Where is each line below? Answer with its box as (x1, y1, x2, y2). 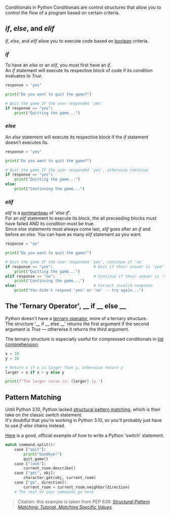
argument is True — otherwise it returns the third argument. (5, 326, 130, 332)
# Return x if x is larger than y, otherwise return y (5, 365, 123, 370)
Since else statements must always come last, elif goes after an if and (5, 226, 151, 232)
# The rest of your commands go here (14, 489, 94, 494)
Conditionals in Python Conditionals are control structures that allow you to (5, 5, 161, 10)
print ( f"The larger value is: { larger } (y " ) (5, 379, 103, 384)
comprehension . (5, 341, 39, 347)
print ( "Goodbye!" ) (23, 452, 62, 457)
